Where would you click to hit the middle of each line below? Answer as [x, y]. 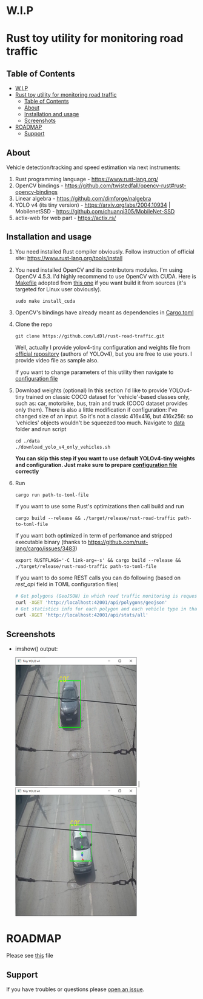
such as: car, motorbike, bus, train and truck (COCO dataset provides [101, 403]
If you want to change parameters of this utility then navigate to [94, 372]
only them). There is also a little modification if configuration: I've [96, 410]
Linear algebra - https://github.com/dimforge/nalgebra [83, 199]
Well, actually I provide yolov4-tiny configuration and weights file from [103, 347]
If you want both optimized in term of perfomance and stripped [94, 535]
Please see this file [30, 956]
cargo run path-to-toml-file [52, 495]
